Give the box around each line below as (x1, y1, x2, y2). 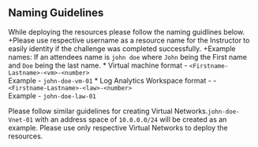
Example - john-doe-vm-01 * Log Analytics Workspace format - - (8, 75, 217, 85)
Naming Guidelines (8, 6, 104, 20)
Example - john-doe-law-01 (8, 90, 97, 101)
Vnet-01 (8, 116, 34, 124)
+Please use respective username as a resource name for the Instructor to (8, 35, 250, 45)
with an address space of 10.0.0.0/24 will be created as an (35, 114, 227, 124)
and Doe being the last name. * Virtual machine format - (8, 61, 188, 70)
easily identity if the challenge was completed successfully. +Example (8, 43, 236, 53)
